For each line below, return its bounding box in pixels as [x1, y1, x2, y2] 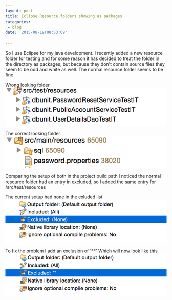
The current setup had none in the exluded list [5, 194, 103, 200]
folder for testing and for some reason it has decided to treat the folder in [5, 55, 160, 62]
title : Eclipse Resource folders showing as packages [5, 13, 123, 19]
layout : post [5, 8, 33, 13]
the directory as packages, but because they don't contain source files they [5, 61, 165, 67]
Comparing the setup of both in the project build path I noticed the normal [5, 173, 161, 179]
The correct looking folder [5, 130, 60, 136]
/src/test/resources [5, 184, 46, 190]
